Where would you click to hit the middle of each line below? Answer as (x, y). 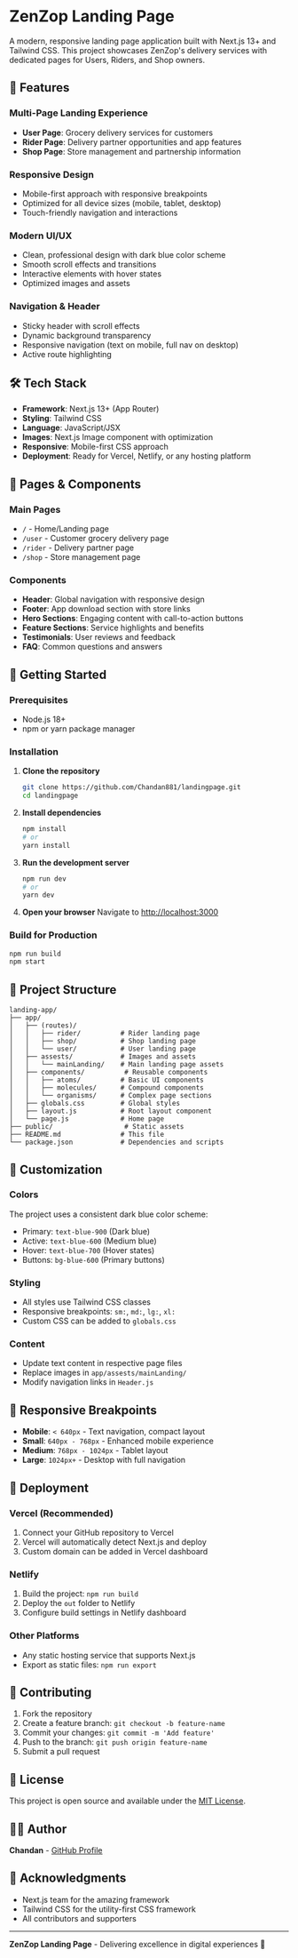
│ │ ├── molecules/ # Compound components (106, 1088)
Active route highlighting (67, 354)
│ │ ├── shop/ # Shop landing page (103, 1042)
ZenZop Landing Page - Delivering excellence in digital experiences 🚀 (137, 1944)
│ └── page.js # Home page (87, 1119)
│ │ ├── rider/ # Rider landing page (105, 1034)
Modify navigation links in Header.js (88, 1382)
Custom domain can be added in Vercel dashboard (115, 1551)
